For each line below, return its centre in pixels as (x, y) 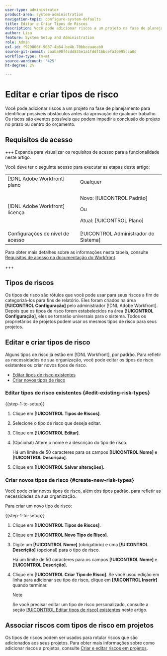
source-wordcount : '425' (31, 61)
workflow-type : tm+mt (28, 56)
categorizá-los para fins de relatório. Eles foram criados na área (71, 300)
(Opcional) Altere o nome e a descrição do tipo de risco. (70, 442)
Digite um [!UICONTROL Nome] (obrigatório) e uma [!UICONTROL (80, 545)
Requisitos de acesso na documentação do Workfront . (61, 257)
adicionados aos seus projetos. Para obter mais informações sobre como (80, 643)
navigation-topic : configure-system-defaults (53, 19)
